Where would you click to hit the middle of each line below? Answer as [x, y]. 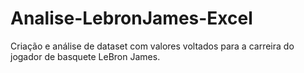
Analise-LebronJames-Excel [131, 18]
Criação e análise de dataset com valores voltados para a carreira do [152, 46]
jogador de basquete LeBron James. [85, 56]
